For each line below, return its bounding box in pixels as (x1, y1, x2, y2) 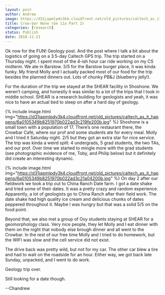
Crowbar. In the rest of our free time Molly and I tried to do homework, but (5, 231, 155, 238)
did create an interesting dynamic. (5, 155, 75, 161)
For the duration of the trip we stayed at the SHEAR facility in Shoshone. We (5, 83, 159, 89)
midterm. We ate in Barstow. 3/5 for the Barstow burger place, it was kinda (5, 63, 156, 69)
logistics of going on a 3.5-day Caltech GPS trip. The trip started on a (5, 53, 145, 59)
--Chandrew (5, 285, 30, 291)
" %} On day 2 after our (110, 175, 158, 181)
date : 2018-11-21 (5, 35, 41, 40)
